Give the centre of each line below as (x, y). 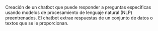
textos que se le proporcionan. (37, 23)
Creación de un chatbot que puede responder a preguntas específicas (78, 7)
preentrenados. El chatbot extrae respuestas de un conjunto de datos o (79, 18)
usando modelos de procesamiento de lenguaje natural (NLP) (69, 12)
